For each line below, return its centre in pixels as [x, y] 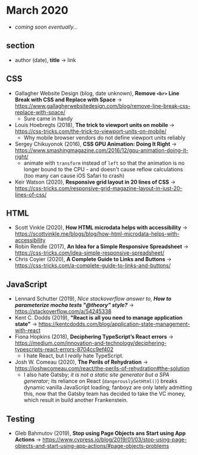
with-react [27, 330]
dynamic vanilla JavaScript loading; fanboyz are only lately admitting [108, 388]
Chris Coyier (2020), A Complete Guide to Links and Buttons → [93, 259]
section [20, 46]
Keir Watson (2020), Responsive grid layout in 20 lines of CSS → [95, 182]
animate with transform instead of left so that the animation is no [104, 163]
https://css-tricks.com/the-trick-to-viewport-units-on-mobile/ [90, 131]
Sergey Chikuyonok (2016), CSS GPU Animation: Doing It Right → [96, 144]
